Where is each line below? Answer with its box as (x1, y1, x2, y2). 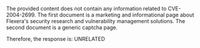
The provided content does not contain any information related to (6, 5, 167, 12)
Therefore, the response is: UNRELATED (6, 36, 106, 42)
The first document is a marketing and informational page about (37, 11, 195, 18)
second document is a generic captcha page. (6, 24, 118, 31)
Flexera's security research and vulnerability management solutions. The (6, 18, 186, 24)
